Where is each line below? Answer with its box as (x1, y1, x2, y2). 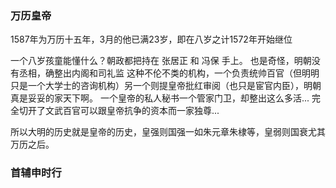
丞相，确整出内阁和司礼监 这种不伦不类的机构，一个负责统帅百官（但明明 (18, 67, 320, 79)
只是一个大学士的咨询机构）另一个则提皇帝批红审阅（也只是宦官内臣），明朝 (10, 80, 322, 92)
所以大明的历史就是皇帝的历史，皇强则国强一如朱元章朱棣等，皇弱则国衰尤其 (10, 126, 326, 138)
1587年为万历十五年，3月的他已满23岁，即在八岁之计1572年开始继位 (10, 33, 293, 46)
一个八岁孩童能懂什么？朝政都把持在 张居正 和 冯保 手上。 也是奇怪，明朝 (10, 55, 312, 67)
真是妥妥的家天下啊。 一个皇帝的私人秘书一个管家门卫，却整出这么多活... (10, 92, 310, 104)
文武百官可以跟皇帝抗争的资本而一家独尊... (44, 105, 220, 117)
